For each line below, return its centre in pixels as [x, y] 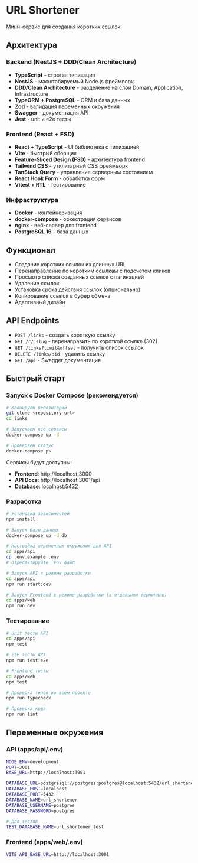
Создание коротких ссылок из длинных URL [70, 265]
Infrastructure [31, 94]
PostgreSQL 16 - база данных [52, 232]
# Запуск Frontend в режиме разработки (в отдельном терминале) [87, 595]
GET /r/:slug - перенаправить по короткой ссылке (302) [86, 341]
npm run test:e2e [27, 660]
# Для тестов [22, 822]
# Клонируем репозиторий [37, 408]
